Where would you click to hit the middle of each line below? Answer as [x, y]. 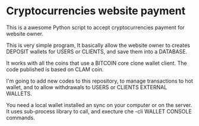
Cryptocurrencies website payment [96, 11]
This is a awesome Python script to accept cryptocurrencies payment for [96, 27]
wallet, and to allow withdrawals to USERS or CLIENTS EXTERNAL [87, 87]
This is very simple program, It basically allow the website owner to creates [98, 45]
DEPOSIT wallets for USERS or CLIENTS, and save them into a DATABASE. [97, 51]
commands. [21, 118]
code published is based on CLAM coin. [55, 69]
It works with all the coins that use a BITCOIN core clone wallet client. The [97, 63]
